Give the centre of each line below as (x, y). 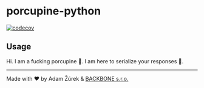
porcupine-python (54, 11)
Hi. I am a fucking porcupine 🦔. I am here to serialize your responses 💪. (95, 61)
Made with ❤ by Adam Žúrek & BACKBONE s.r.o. (67, 78)
